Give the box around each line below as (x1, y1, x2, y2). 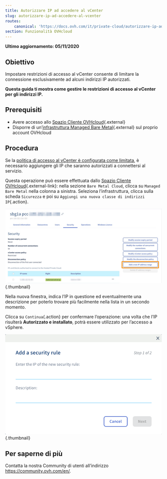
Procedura (5, 144, 39, 153)
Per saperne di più (5, 449, 63, 458)
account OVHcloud (12, 130, 52, 136)
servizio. (5, 167, 23, 174)
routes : (5, 18, 21, 23)
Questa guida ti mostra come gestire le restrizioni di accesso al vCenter (5, 86, 156, 92)
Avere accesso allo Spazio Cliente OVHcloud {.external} (12, 119, 126, 125)
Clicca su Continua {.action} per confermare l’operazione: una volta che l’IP (5, 314, 158, 319)
